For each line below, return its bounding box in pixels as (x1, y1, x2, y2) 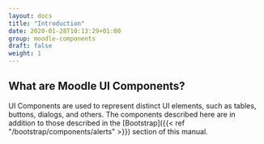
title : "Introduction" (8, 19, 85, 28)
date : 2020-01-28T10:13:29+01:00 (8, 27, 121, 35)
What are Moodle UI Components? (8, 79, 185, 93)
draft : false (8, 42, 53, 50)
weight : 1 (8, 49, 42, 57)
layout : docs (8, 11, 53, 20)
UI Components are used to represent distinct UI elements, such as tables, (8, 100, 257, 110)
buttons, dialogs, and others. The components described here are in (8, 109, 236, 119)
